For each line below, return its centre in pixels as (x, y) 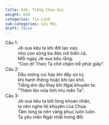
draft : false (19, 28)
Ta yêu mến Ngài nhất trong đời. (51, 117)
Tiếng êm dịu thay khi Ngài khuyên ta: (57, 85)
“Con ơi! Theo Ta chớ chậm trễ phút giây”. (61, 64)
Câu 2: (12, 69)
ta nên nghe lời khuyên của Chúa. (52, 106)
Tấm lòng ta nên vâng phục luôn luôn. (57, 112)
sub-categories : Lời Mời (31, 24)
